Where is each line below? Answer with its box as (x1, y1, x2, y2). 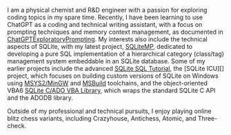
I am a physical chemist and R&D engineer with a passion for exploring (7, 6, 208, 14)
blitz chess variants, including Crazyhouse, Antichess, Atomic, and (7, 114, 197, 123)
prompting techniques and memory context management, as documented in (7, 28, 224, 36)
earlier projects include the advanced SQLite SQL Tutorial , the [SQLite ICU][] (7, 65, 224, 72)
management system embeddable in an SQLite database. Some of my (7, 57, 205, 65)
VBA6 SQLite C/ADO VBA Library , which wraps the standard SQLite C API (7, 86, 216, 94)
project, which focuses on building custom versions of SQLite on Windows (7, 72, 219, 80)
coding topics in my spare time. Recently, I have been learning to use (7, 13, 203, 21)
